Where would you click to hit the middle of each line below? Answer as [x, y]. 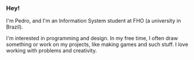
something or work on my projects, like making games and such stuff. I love [97, 44]
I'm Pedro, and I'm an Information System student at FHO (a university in [93, 21]
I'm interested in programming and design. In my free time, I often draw [92, 38]
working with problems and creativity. [52, 51]
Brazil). [15, 27]
